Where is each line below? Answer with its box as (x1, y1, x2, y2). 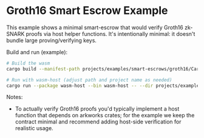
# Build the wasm (6, 60, 50, 66)
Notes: (6, 94, 23, 101)
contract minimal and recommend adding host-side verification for (15, 118, 182, 125)
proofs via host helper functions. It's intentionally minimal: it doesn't (25, 30, 195, 37)
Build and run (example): (6, 48, 68, 55)
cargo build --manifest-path (6, 66, 80, 72)
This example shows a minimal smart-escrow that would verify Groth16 (6, 24, 183, 31)
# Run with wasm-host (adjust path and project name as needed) (6, 77, 172, 83)
